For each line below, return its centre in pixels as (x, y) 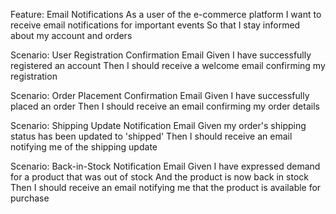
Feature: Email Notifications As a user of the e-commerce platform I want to (166, 14)
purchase (30, 198)
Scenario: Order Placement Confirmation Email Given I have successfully (160, 95)
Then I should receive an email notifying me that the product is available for (166, 187)
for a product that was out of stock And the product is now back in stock (159, 177)
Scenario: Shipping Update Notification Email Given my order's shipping (158, 125)
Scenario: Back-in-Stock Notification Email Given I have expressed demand (165, 166)
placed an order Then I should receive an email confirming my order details (165, 106)
